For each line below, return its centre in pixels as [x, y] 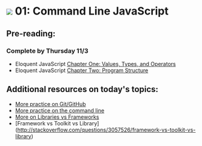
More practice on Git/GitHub [50, 104]
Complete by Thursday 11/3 [48, 51]
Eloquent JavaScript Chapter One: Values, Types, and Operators [95, 64]
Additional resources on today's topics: [82, 89]
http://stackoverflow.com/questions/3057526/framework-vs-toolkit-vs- [106, 130]
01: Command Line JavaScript [92, 11]
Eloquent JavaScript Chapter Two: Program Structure [82, 70]
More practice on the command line [60, 110]
